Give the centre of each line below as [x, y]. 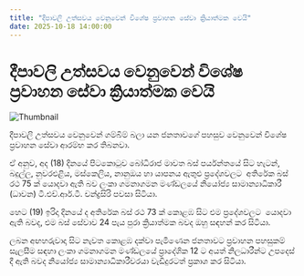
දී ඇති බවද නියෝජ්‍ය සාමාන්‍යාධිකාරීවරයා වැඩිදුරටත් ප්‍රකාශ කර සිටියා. [128, 261]
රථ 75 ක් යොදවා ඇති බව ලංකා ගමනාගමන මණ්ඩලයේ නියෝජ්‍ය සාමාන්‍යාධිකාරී [146, 184]
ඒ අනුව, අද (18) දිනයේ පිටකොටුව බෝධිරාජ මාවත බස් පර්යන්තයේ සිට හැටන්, [145, 163]
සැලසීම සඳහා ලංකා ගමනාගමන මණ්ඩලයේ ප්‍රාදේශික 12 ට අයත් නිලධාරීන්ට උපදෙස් [152, 250]
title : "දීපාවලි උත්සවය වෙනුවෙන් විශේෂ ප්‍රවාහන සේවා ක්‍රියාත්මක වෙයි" [131, 18]
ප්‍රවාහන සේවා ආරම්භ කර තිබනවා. [70, 145]
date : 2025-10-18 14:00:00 [61, 26]
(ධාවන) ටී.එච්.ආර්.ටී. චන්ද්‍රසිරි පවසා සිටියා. [84, 194]
